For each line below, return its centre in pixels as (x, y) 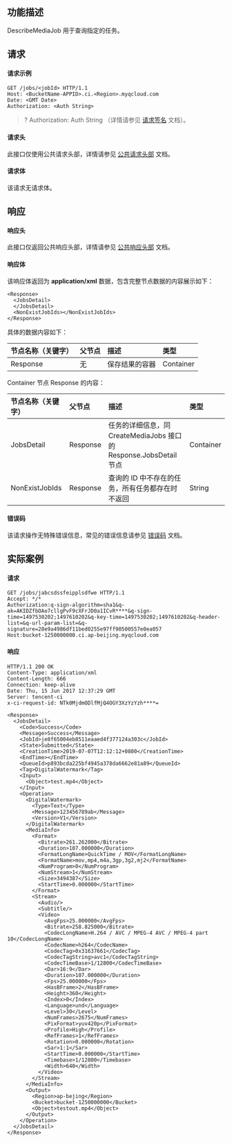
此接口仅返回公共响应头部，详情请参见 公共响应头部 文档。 (90, 247)
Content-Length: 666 (37, 679)
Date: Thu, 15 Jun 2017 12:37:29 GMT (61, 691)
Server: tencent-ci (35, 697)
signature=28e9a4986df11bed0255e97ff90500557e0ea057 (85, 629)
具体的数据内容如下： (37, 332)
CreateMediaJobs (137, 436)
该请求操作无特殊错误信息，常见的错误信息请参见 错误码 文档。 (97, 535)
